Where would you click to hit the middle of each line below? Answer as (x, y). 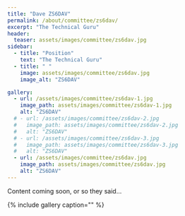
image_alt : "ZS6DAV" (50, 79)
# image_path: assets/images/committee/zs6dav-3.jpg (96, 145)
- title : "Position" (44, 54)
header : (19, 34)
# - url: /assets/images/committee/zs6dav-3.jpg (86, 138)
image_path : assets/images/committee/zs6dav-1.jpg (96, 106)
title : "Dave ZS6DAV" (39, 14)
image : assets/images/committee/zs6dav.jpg (85, 73)
